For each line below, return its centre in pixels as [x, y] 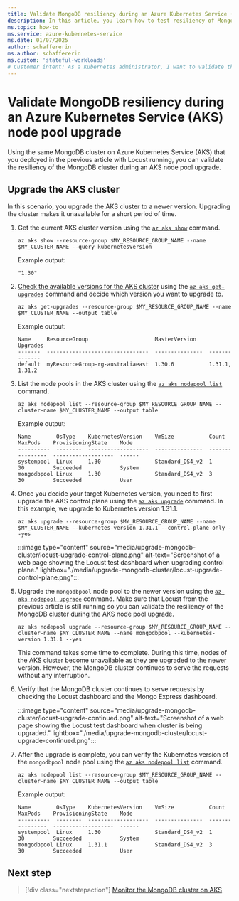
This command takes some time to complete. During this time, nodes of [122, 653]
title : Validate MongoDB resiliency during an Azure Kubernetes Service [117, 14]
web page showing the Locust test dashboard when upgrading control [121, 563]
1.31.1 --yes [63, 640]
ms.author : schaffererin [44, 54]
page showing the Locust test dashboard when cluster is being [110, 725]
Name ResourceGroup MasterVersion [107, 340]
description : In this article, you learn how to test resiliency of [111, 21]
